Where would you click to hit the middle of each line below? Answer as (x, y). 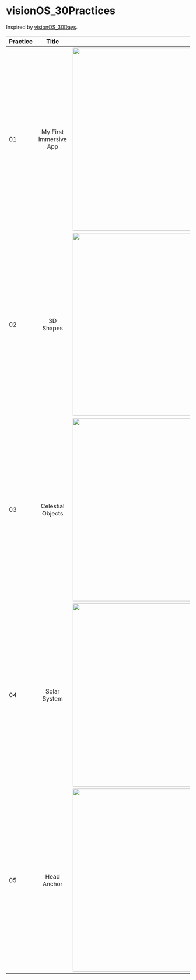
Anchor (53, 884)
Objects (52, 513)
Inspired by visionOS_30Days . (42, 27)
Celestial (52, 506)
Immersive (52, 139)
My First (53, 132)
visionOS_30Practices (61, 11)
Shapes (52, 328)
